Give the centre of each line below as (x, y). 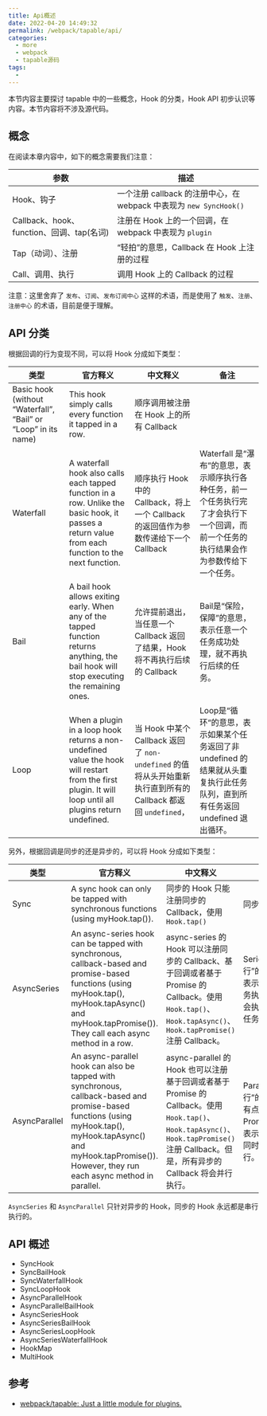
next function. (95, 563)
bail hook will (93, 666)
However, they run (105, 1166)
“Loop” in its (35, 430)
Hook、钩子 (34, 200)
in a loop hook (95, 730)
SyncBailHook (43, 1273)
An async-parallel (105, 1057)
